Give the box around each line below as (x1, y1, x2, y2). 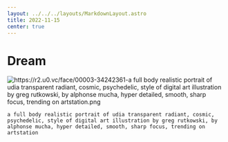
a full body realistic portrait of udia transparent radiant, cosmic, (7, 112, 215, 118)
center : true (7, 23, 45, 30)
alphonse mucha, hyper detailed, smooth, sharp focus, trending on (7, 123, 206, 130)
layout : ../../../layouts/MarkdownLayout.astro (7, 10, 147, 17)
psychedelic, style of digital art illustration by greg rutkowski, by (7, 117, 218, 125)
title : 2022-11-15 (7, 17, 60, 24)
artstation (7, 130, 39, 136)
